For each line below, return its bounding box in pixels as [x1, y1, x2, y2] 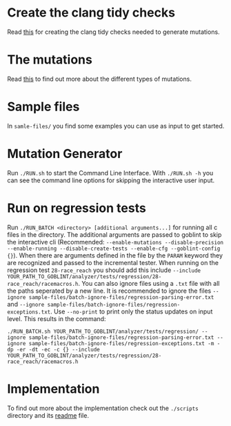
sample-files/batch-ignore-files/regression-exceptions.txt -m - [28, 340, 221, 347]
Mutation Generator [7, 146, 123, 162]
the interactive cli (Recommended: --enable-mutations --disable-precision [7, 238, 224, 246]
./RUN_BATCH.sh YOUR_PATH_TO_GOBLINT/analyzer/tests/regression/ [7, 328, 199, 335]
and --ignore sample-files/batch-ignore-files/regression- [7, 300, 181, 308]
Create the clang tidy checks [7, 5, 176, 21]
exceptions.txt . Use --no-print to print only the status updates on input [7, 307, 213, 316]
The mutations [7, 52, 93, 68]
